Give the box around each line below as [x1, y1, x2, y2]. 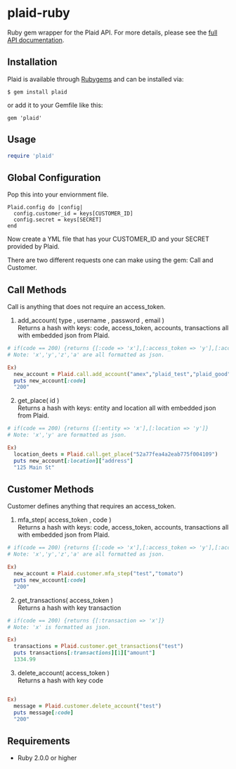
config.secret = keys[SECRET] [13, 216, 102, 223]
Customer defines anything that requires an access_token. [7, 502, 176, 511]
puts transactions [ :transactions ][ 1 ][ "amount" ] [13, 649, 156, 656]
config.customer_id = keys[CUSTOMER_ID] [13, 210, 133, 218]
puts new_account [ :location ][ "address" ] [13, 457, 133, 464]
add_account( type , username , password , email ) [17, 316, 165, 325]
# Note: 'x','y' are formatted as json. [7, 432, 128, 439]
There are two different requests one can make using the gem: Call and [7, 256, 214, 265]
